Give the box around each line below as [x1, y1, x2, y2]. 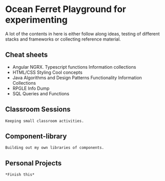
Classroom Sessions [5, 105, 71, 114]
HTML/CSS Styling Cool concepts [12, 69, 83, 75]
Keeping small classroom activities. [5, 118, 84, 123]
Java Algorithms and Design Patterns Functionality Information [12, 74, 142, 81]
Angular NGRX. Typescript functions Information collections [12, 64, 136, 70]
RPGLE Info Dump [12, 85, 50, 91]
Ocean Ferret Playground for [5, 4, 126, 15]
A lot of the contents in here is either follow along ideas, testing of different [5, 31, 160, 37]
